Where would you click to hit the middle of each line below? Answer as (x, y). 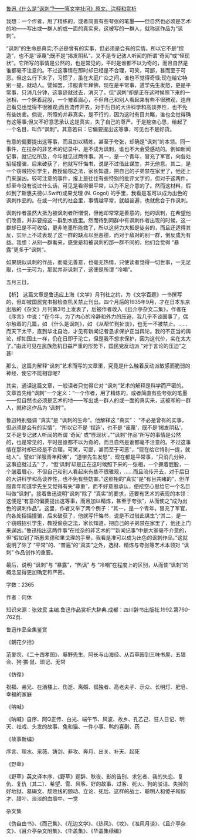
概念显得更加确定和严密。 (37, 572)
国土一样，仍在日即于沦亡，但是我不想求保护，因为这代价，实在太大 (108, 339)
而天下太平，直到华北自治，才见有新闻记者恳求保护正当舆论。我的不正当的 (96, 331)
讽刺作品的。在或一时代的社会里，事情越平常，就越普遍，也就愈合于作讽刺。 (98, 200)
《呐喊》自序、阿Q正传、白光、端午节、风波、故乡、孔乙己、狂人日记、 (93, 719)
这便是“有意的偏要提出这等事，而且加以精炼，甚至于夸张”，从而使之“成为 (94, 501)
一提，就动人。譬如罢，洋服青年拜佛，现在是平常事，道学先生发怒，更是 (98, 85)
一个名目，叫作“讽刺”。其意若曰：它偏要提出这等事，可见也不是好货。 (91, 129)
